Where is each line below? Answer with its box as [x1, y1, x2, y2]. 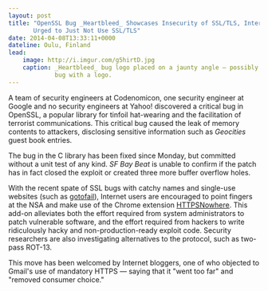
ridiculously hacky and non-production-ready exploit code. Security [8, 225, 231, 235]
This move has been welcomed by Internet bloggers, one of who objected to [8, 258, 260, 267]
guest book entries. [8, 135, 73, 144]
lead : [8, 49, 26, 57]
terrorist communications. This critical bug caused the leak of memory [8, 118, 240, 128]
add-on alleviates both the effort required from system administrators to [8, 208, 245, 218]
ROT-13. [26, 242, 53, 252]
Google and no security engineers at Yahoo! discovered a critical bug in [8, 101, 244, 111]
